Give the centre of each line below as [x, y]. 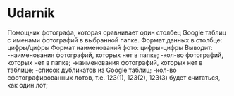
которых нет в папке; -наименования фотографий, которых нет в [105, 62]
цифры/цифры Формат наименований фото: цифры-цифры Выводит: [110, 47]
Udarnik [31, 13]
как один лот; [27, 85]
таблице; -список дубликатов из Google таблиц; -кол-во [92, 70]
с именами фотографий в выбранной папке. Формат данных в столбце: [115, 40]
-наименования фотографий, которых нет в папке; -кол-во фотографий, [116, 55]
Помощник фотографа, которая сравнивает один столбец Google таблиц [117, 32]
